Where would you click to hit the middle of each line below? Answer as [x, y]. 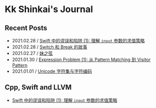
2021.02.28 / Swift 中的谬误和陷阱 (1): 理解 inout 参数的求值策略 [78, 41]
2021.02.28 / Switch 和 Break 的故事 [50, 47]
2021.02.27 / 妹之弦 [32, 53]
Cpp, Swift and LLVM [38, 88]
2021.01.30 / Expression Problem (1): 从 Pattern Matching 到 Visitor [81, 60]
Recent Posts [26, 28]
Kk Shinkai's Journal [49, 9]
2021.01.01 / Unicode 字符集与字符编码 [52, 71]
